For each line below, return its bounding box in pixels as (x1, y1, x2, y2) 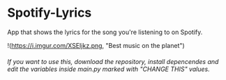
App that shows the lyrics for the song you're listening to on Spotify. (7, 28, 203, 36)
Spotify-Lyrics (7, 5, 92, 21)
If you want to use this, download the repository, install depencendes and (7, 57, 219, 65)
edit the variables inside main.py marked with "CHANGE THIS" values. (7, 65, 211, 73)
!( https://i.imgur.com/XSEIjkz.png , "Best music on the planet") (7, 41, 185, 49)
